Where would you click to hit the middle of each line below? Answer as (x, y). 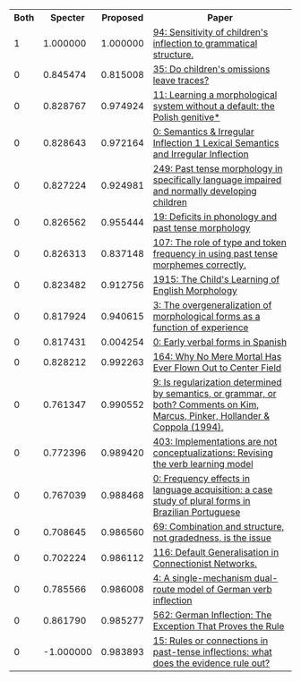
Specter (68, 17)
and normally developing (205, 191)
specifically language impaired (217, 180)
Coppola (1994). (188, 427)
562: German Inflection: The (212, 615)
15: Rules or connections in (211, 641)
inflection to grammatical (205, 43)
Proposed (123, 17)
